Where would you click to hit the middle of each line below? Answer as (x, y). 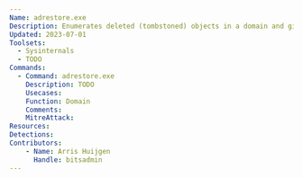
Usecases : (44, 93)
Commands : (28, 68)
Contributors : (36, 143)
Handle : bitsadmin (68, 160)
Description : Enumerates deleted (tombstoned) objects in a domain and (147, 26)
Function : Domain (58, 101)
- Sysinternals (46, 51)
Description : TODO (60, 85)
